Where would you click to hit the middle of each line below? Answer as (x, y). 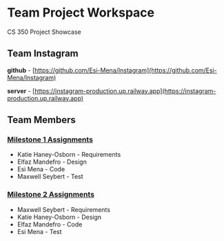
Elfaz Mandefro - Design (52, 162)
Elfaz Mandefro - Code (50, 224)
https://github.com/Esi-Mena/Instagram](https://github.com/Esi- (125, 70)
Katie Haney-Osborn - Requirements (69, 155)
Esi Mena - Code (41, 169)
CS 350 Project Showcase (44, 32)
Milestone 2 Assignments (51, 195)
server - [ (21, 90)
